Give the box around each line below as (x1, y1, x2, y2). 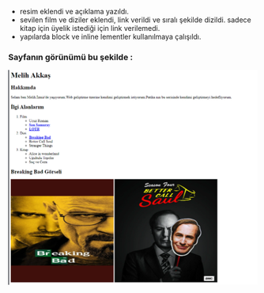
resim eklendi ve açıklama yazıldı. (19, 7, 129, 16)
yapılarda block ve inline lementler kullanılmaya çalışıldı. (19, 32, 202, 41)
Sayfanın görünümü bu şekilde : (8, 51, 133, 63)
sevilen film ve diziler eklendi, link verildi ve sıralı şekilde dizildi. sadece (19, 15, 251, 25)
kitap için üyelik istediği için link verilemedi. (19, 24, 160, 32)
